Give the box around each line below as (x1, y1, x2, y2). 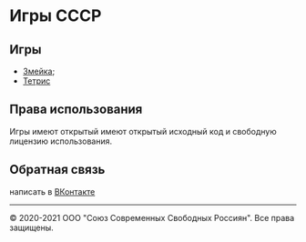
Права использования (9, 102, 143, 117)
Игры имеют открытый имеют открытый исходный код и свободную (9, 126, 277, 136)
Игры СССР (9, 5, 102, 26)
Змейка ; (22, 66, 56, 76)
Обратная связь (9, 162, 106, 177)
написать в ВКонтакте (9, 186, 96, 197)
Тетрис (22, 76, 51, 86)
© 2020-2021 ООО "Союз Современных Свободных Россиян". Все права (9, 212, 295, 223)
